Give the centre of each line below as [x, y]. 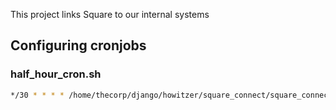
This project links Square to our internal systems [110, 14]
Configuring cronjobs [78, 45]
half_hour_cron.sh [56, 74]
